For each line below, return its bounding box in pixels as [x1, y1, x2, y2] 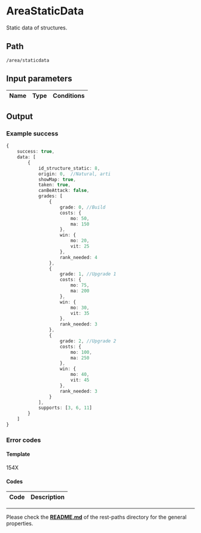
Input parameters [6, 74, 73, 84]
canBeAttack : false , [38, 188, 90, 194]
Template [6, 451, 31, 458]
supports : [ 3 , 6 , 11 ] [38, 405, 93, 411]
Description [31, 493, 65, 501]
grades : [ [38, 193, 63, 199]
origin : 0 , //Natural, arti [38, 171, 111, 177]
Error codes [6, 436, 41, 444]
